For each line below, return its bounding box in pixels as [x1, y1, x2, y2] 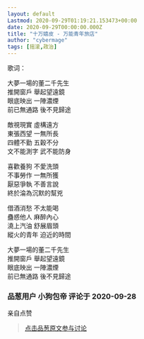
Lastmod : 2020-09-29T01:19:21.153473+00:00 [7, 17, 138, 24]
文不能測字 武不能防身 [7, 147, 71, 155]
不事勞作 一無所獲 [7, 171, 59, 179]
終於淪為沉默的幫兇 [7, 189, 64, 197]
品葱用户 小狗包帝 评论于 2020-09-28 [7, 291, 136, 301]
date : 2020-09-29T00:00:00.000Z [7, 23, 102, 30]
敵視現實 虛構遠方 [7, 121, 59, 128]
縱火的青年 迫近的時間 [7, 230, 71, 238]
